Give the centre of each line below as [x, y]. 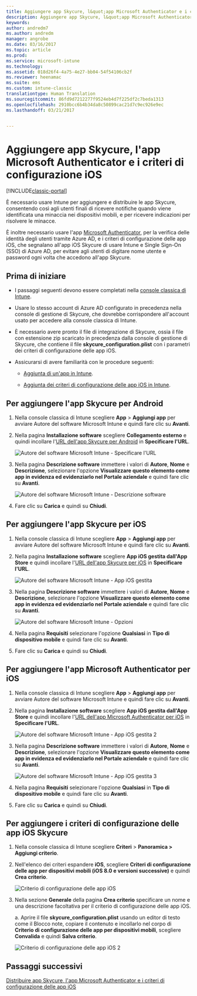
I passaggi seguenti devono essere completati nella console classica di [100, 290]
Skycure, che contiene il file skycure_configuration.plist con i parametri [102, 345]
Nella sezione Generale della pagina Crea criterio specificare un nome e [102, 900]
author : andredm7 [27, 28]
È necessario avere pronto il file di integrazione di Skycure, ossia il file [99, 332]
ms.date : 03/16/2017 [31, 45]
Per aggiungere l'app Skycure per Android [85, 403]
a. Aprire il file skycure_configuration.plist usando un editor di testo [97, 918]
